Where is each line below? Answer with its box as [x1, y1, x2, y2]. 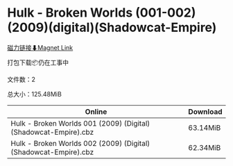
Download [188, 106, 223, 116]
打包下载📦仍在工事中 [7, 58, 69, 67]
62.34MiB [188, 142, 221, 152]
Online [85, 106, 107, 116]
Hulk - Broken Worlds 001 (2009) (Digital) [10, 118, 150, 128]
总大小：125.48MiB [7, 90, 62, 98]
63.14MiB [188, 123, 221, 133]
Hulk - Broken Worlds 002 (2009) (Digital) [10, 138, 150, 148]
